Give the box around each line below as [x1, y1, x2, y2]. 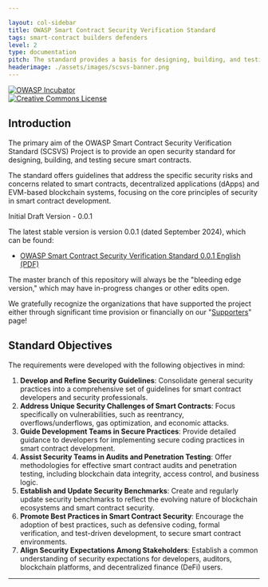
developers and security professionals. [19, 392, 148, 402]
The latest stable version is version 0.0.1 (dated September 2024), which [8, 227, 246, 236]
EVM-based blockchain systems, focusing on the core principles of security [8, 187, 258, 196]
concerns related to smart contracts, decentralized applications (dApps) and [8, 179, 260, 188]
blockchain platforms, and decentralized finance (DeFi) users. [19, 562, 223, 572]
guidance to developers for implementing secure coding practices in [19, 434, 245, 444]
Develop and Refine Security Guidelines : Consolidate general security [19, 375, 254, 385]
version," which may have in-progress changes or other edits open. [8, 283, 230, 292]
